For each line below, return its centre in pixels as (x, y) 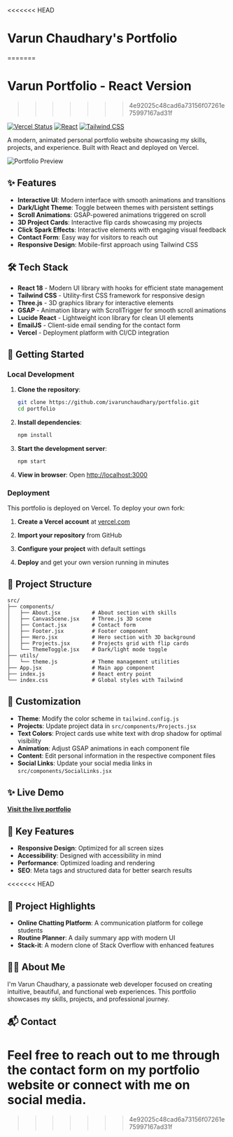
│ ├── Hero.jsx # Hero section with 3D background (101, 637)
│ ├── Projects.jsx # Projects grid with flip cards (98, 643)
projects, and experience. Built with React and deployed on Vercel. (103, 147)
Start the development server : (62, 448)
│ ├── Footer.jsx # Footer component (78, 631)
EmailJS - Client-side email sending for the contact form (99, 325)
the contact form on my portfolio (104, 1070)
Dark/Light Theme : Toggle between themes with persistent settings (115, 207)
